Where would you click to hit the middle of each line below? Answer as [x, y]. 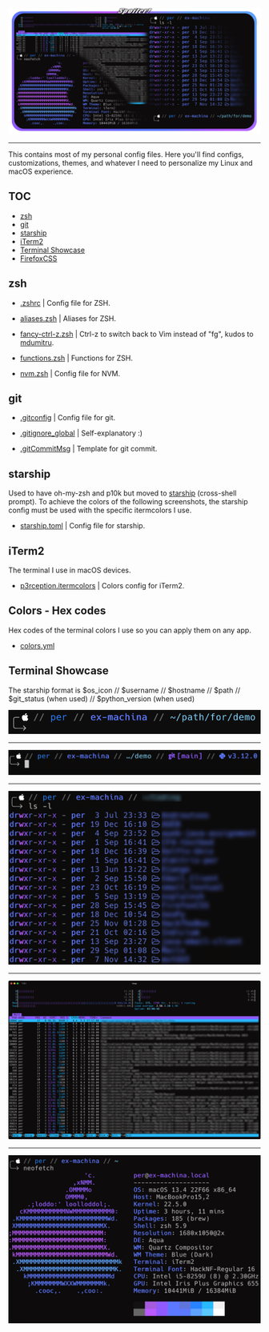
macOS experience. [41, 171]
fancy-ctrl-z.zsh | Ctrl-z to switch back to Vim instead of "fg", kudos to [137, 334]
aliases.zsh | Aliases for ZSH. [68, 318]
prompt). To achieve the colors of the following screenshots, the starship [128, 502]
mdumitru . [37, 342]
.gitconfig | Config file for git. [68, 418]
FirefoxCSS [38, 258]
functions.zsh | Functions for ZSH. [76, 358]
